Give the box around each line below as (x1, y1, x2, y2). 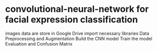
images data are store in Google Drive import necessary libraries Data (5, 30, 149, 36)
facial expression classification (5, 14, 138, 25)
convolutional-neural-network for (5, 3, 149, 15)
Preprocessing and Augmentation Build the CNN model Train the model (5, 36, 152, 42)
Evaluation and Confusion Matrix (5, 41, 73, 47)
